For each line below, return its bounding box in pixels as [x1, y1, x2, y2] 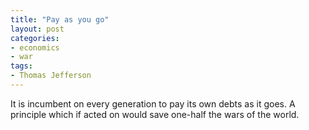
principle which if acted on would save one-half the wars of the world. [10, 108, 300, 120]
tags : [10, 61, 33, 71]
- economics [10, 42, 60, 53]
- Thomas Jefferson [10, 71, 92, 81]
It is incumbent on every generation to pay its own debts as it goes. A [10, 97, 296, 110]
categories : [10, 33, 60, 43]
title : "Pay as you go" [10, 14, 110, 25]
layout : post [10, 24, 65, 34]
